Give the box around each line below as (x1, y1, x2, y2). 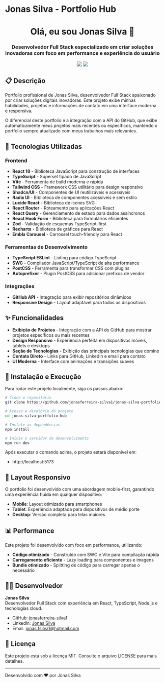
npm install (5, 427, 29, 432)
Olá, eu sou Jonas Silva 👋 (30, 26, 135, 38)
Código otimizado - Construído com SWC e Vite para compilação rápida (12, 552, 160, 558)
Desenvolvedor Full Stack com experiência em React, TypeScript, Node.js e (5, 600, 158, 606)
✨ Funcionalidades (5, 314, 64, 322)
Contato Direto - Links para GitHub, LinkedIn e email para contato (12, 353, 146, 359)
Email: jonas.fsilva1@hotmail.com (12, 625, 80, 631)
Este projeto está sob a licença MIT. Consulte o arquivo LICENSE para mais (5, 653, 157, 659)
